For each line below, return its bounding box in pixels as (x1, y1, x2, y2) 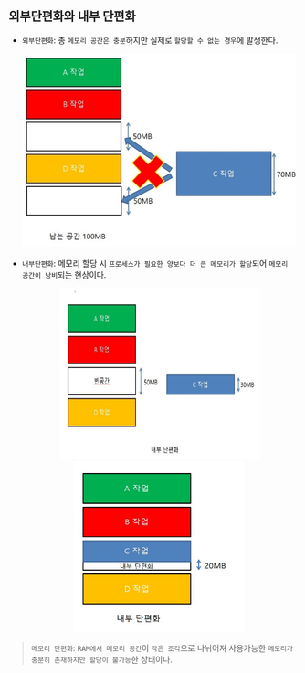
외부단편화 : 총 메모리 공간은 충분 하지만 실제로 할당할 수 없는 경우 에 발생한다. (21, 35, 279, 46)
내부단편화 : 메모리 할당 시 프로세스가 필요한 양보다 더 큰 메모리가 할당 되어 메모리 (21, 258, 289, 268)
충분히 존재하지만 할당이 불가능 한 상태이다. (30, 654, 173, 665)
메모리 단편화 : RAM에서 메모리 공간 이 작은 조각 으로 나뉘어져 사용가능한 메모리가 (30, 642, 293, 653)
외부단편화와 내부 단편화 (8, 8, 136, 25)
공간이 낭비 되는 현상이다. (21, 268, 107, 280)
